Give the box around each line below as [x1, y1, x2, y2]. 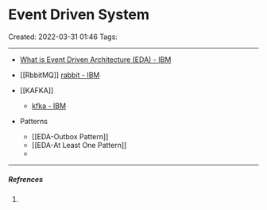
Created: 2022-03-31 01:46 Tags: [8, 32, 118, 41]
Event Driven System [8, 6, 149, 24]
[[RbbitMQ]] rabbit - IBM [19, 70, 100, 80]
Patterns [19, 116, 48, 126]
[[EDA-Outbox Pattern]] [31, 131, 109, 141]
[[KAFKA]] [19, 85, 54, 95]
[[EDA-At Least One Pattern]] [31, 140, 127, 150]
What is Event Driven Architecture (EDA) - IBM [19, 54, 172, 64]
